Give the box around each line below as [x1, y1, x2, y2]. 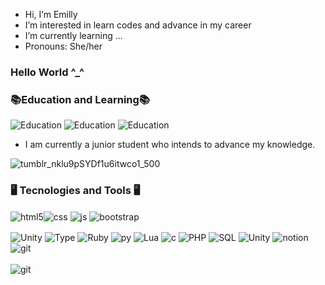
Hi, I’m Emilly [24, 9, 78, 20]
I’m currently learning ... [24, 30, 123, 41]
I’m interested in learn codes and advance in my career [24, 19, 252, 31]
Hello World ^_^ [10, 65, 85, 79]
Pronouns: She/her [24, 40, 103, 52]
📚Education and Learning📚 [10, 92, 151, 106]
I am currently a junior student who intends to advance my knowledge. [24, 139, 316, 151]
